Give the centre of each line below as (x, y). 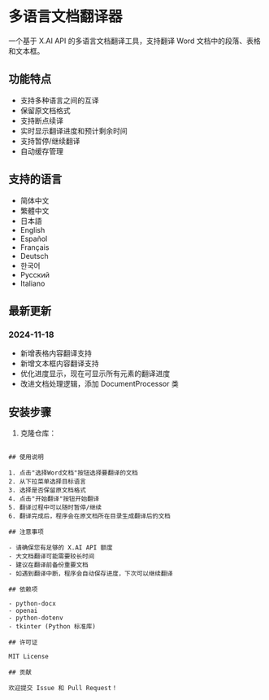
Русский (35, 274)
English (33, 230)
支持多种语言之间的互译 (59, 100)
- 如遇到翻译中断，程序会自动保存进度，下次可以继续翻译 (91, 574)
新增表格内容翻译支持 (56, 353)
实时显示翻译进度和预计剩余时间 (74, 130)
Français (35, 247)
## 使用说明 (26, 457)
